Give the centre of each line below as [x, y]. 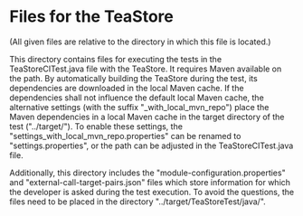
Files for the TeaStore [92, 17]
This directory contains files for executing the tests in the [116, 59]
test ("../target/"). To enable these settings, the [96, 126]
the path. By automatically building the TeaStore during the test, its [133, 78]
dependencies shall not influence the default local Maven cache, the [137, 98]
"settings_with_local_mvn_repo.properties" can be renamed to [125, 136]
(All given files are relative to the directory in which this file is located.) [140, 42]
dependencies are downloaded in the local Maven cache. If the [127, 88]
